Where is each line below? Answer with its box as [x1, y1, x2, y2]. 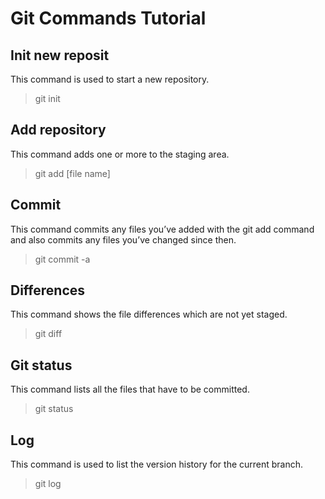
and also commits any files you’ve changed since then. [10, 233, 237, 246]
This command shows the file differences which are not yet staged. [10, 308, 288, 321]
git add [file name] [34, 167, 111, 179]
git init [34, 93, 61, 104]
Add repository [10, 122, 107, 139]
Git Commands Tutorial [10, 7, 207, 30]
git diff [34, 328, 63, 340]
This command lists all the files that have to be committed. [10, 383, 250, 396]
